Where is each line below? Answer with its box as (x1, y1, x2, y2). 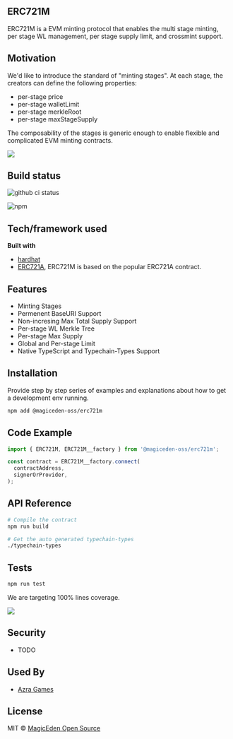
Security (7, 627, 46, 639)
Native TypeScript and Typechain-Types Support (17, 347, 160, 355)
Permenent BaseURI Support (17, 309, 102, 318)
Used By (7, 666, 45, 678)
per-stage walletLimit (17, 100, 80, 108)
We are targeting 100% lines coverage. (7, 593, 120, 601)
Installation (7, 367, 58, 379)
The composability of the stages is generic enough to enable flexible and (7, 129, 220, 137)
